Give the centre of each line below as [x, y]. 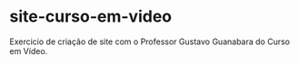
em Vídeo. [29, 50]
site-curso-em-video [91, 17]
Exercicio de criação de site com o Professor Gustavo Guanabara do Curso [150, 41]
